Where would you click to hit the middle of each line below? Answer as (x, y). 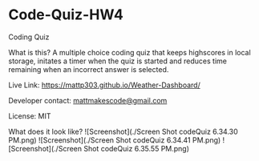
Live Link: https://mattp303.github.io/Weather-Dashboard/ (104, 85)
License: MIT (30, 116)
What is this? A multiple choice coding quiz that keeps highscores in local (129, 52)
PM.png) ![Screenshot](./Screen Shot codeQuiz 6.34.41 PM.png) (115, 140)
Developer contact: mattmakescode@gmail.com (88, 100)
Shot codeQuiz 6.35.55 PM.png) (137, 148)
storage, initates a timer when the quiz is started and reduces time (117, 61)
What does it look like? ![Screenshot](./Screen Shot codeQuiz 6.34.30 (123, 131)
